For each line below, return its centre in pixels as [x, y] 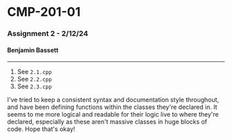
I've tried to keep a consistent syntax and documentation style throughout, [113, 100]
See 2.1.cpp [35, 72]
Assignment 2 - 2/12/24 [48, 34]
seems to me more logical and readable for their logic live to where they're [113, 114]
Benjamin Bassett [33, 50]
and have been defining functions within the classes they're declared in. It [112, 107]
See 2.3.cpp [35, 86]
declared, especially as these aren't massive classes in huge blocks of [107, 122]
